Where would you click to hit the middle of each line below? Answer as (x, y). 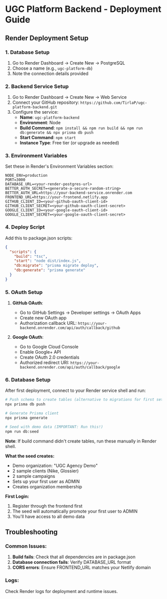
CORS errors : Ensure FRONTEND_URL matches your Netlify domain (82, 568)
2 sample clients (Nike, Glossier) (45, 471)
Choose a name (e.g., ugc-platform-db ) (52, 68)
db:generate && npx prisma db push (56, 133)
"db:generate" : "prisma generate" (50, 270)
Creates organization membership (47, 487)
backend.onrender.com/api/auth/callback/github (70, 328)
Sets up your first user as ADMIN (46, 481)
